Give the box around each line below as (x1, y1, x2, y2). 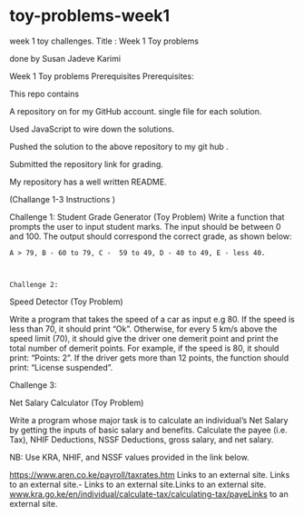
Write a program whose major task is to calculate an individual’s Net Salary (9, 414, 289, 425)
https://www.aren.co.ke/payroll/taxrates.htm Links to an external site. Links (9, 469, 290, 480)
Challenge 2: (9, 280, 59, 289)
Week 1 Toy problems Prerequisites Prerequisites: (9, 70, 194, 82)
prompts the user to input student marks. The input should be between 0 (9, 221, 281, 232)
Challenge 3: (9, 379, 57, 391)
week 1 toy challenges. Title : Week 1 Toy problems (9, 35, 200, 46)
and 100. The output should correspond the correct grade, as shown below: (9, 231, 292, 242)
